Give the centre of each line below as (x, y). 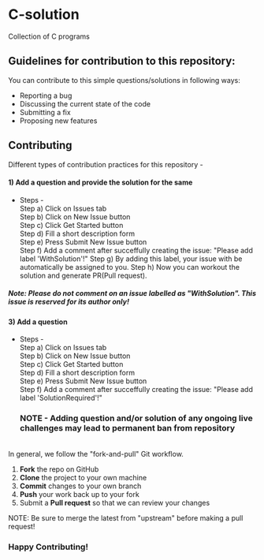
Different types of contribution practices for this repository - (106, 164)
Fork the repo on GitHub (59, 469)
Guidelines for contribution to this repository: (122, 61)
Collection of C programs (49, 36)
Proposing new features (58, 121)
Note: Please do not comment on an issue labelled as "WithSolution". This (132, 293)
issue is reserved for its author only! (69, 302)
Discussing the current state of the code (85, 103)
